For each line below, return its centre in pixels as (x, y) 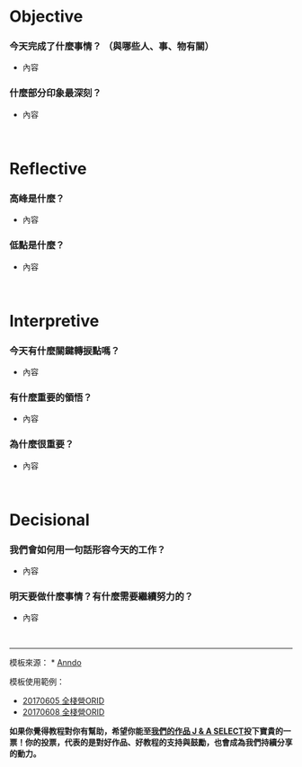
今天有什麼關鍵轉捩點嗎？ (65, 351)
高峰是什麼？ (37, 198)
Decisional (49, 520)
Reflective (48, 169)
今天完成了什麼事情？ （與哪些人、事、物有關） (111, 47)
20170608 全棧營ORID (63, 712)
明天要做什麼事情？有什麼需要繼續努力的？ (102, 597)
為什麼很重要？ (42, 444)
